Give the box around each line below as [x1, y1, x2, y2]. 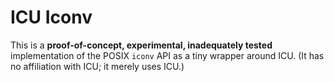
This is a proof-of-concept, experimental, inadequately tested [10, 39, 273, 51]
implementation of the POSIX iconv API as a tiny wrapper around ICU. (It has [10, 49, 325, 61]
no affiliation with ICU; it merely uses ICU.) [10, 60, 185, 72]
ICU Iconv [10, 6, 93, 29]
